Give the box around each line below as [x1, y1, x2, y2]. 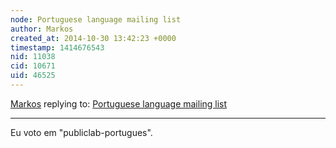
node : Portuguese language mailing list [10, 14, 182, 25]
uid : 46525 [10, 71, 56, 81]
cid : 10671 [10, 61, 56, 71]
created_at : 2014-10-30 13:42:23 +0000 [10, 33, 177, 43]
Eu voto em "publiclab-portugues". [10, 126, 153, 138]
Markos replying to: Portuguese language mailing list [10, 97, 228, 110]
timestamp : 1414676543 [10, 42, 105, 53]
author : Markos [10, 24, 74, 34]
